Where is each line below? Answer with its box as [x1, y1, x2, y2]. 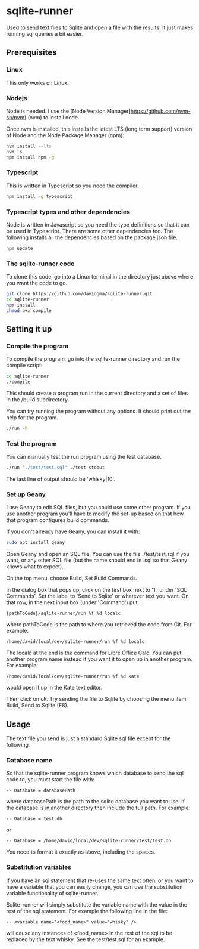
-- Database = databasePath [6, 787, 76, 794]
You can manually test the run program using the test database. [6, 453, 162, 460]
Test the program [6, 440, 58, 448]
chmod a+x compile [6, 307, 52, 314]
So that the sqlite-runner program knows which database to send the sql [6, 769, 184, 777]
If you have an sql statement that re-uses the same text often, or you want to [6, 877, 194, 884]
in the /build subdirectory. [6, 396, 70, 403]
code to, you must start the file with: [6, 776, 95, 783]
